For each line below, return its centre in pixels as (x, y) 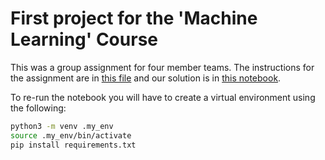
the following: (38, 108)
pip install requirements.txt (73, 145)
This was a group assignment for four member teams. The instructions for (162, 67)
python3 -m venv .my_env (62, 126)
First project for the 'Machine (134, 18)
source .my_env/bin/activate (71, 135)
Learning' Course (84, 39)
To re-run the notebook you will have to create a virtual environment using (163, 97)
